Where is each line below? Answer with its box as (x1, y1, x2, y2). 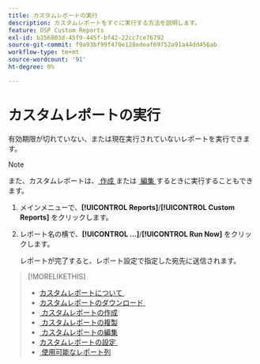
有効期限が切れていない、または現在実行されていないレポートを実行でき (8, 133, 243, 143)
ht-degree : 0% (8, 63, 55, 71)
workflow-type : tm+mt (8, 48, 80, 56)
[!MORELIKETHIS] (27, 272, 86, 281)
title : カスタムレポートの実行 (8, 11, 98, 20)
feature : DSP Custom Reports (8, 26, 104, 34)
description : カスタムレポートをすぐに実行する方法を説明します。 (8, 19, 202, 27)
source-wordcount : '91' (8, 56, 87, 64)
